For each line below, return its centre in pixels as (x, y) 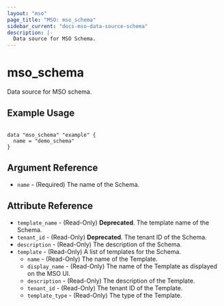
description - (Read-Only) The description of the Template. (111, 281)
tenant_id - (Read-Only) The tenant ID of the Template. (105, 288)
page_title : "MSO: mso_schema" (52, 20)
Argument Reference (53, 168)
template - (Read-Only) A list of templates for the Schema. (99, 251)
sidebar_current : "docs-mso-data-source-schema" (78, 26)
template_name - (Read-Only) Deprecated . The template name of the (113, 222)
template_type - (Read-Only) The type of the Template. (104, 295)
